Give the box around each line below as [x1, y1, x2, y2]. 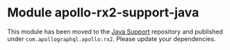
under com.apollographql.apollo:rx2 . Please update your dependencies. [7, 34, 216, 42]
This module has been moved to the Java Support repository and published [7, 27, 224, 36]
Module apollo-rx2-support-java [7, 5, 199, 21]
